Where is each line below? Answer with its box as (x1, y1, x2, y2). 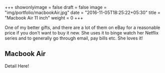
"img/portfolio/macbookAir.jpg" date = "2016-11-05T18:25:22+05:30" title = (5, 9, 161, 15)
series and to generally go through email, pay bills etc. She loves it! (5, 35, 143, 41)
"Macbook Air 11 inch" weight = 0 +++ (5, 15, 83, 20)
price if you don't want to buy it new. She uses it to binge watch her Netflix (5, 30, 159, 35)
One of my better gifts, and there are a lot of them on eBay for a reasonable (5, 24, 160, 30)
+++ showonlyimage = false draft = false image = (5, 4, 107, 10)
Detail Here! (5, 62, 30, 69)
